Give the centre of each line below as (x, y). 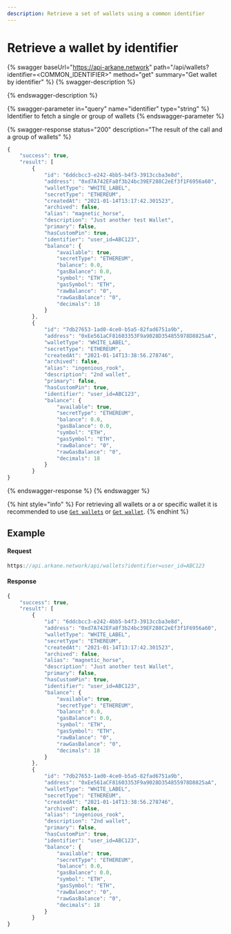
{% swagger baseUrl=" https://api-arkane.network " (80, 67)
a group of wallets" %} (39, 136)
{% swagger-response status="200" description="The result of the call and (115, 129)
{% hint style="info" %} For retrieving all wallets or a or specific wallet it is (112, 504)
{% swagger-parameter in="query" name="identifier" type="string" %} (109, 109)
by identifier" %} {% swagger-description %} (71, 82)
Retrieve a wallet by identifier (93, 47)
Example (26, 533)
